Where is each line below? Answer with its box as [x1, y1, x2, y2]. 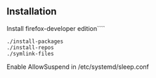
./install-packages [6, 38, 64, 45]
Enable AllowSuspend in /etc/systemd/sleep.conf [6, 63, 149, 71]
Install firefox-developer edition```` [6, 24, 105, 32]
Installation [6, 6, 57, 18]
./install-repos [6, 44, 54, 51]
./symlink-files [6, 50, 54, 57]
